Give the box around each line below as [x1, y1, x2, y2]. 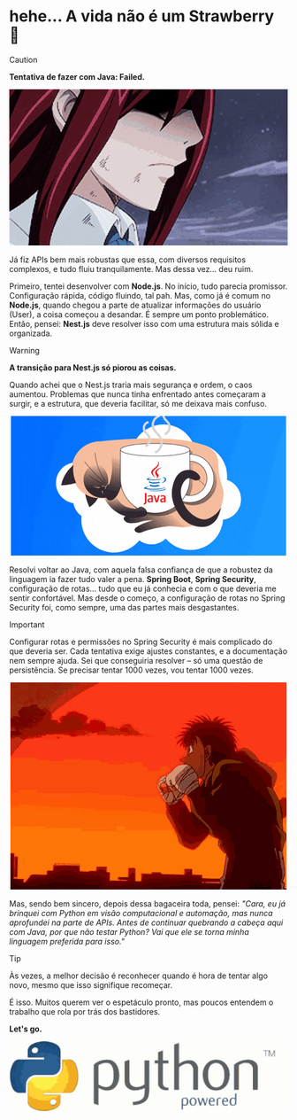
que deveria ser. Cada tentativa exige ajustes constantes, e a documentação [9, 645, 288, 657]
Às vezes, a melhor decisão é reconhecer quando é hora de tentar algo [9, 970, 268, 981]
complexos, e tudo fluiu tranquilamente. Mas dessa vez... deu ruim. [9, 263, 254, 274]
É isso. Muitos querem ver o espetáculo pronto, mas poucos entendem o [9, 997, 274, 1007]
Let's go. [9, 1023, 42, 1034]
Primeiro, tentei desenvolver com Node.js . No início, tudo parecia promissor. [9, 281, 288, 292]
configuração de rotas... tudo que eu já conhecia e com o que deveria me [9, 583, 277, 594]
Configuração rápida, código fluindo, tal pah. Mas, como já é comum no [9, 290, 271, 300]
